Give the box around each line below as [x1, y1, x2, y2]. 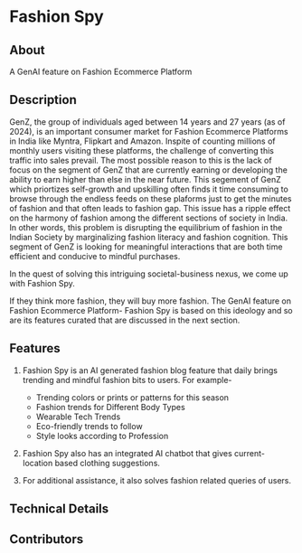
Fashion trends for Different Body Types [35, 401, 185, 412]
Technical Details [9, 501, 109, 517]
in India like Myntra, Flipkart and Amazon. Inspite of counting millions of [9, 136, 276, 146]
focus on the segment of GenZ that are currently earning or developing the [9, 164, 288, 175]
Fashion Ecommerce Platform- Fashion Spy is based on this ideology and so [9, 305, 293, 315]
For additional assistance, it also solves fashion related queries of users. [22, 474, 292, 485]
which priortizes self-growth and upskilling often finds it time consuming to [9, 183, 289, 194]
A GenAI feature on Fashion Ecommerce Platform [9, 66, 193, 77]
